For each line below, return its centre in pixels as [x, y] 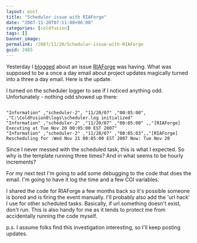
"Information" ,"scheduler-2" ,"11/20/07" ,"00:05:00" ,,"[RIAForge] [93, 123]
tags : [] [17, 34]
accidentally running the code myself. [52, 216]
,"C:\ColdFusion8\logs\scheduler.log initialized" [70, 118]
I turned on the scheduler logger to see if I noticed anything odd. [85, 90]
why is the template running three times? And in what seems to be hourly [95, 155]
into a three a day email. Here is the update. [59, 79]
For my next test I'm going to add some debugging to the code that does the [99, 173]
